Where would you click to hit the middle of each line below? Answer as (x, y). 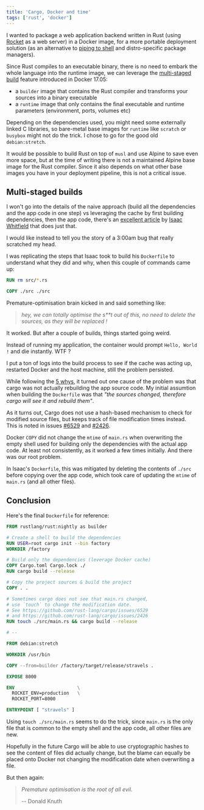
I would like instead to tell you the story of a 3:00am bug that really (90, 238)
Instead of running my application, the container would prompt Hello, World (102, 345)
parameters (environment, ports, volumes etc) (73, 110)
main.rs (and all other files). (41, 481)
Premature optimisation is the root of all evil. (77, 789)
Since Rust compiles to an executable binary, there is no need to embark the (102, 66)
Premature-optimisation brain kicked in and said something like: (86, 303)
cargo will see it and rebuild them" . (50, 401)
